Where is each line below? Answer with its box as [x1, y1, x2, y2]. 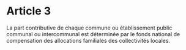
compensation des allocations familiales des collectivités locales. [6, 37, 170, 44]
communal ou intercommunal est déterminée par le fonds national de [6, 30, 180, 37]
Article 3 [6, 4, 51, 18]
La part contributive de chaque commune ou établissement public [6, 24, 173, 31]
